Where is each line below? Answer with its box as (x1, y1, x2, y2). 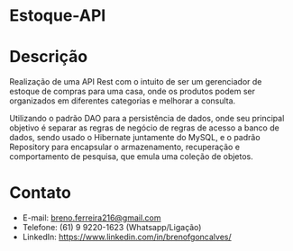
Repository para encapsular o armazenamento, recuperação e (9, 141, 241, 153)
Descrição (9, 47, 88, 67)
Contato (9, 183, 72, 203)
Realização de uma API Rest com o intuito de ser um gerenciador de (9, 76, 262, 87)
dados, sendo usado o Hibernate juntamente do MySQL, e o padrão (9, 132, 261, 143)
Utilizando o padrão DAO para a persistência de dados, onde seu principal (9, 113, 285, 124)
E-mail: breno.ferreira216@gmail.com (22, 212, 161, 223)
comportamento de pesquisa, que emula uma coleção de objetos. (9, 151, 254, 162)
